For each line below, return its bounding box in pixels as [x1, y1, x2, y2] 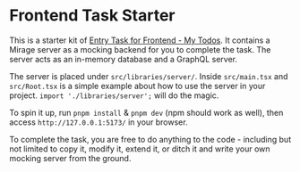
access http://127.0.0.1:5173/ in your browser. [9, 117, 188, 127]
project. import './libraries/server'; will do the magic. [9, 90, 219, 101]
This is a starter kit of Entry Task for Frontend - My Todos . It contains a [9, 35, 270, 45]
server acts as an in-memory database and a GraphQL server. [9, 53, 238, 64]
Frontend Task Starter [9, 5, 176, 26]
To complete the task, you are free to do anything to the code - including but [9, 134, 292, 144]
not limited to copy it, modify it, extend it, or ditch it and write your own [9, 143, 270, 154]
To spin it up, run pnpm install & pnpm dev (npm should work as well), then [9, 107, 284, 118]
